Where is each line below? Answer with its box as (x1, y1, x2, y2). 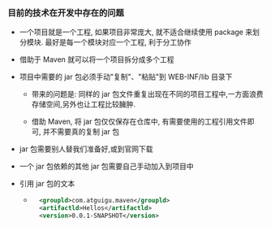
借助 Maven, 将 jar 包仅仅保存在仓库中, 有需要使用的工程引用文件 (31, 116, 248, 127)
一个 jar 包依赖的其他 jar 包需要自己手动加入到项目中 (19, 161, 194, 172)
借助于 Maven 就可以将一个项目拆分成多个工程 (19, 55, 175, 64)
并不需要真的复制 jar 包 (42, 127, 119, 137)
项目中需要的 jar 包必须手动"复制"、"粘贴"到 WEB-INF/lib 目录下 (19, 72, 233, 82)
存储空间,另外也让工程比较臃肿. (31, 99, 135, 109)
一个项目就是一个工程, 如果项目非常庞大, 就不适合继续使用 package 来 (19, 27, 253, 37)
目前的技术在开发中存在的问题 (7, 7, 125, 18)
